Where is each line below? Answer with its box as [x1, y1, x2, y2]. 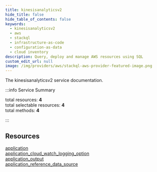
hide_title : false [5, 12, 44, 17]
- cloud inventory [10, 49, 49, 54]
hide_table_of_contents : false [5, 17, 71, 22]
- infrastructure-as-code [10, 40, 65, 45]
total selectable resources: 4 [5, 102, 65, 108]
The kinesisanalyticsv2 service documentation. [5, 77, 103, 83]
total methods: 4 [5, 108, 39, 114]
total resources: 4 [5, 97, 42, 103]
